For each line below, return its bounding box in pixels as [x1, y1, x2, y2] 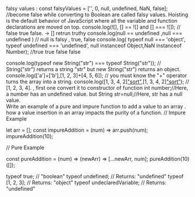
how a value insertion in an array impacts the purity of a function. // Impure [6, 109, 186, 116]
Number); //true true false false [6, 48, 81, 55]
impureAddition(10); [6, 133, 54, 139]
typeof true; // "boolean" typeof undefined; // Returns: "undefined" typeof [6, 173, 184, 180]
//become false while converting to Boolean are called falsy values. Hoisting [6, 11, 188, 18]
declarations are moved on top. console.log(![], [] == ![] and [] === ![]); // [6, 23, 181, 30]
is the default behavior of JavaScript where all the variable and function [6, 17, 178, 24]
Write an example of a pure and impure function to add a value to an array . [6, 103, 186, 110]
